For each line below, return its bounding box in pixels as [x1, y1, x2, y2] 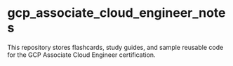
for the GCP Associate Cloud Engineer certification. [7, 51, 156, 59]
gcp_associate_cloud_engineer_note [7, 5, 226, 21]
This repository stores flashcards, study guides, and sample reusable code [7, 43, 224, 51]
